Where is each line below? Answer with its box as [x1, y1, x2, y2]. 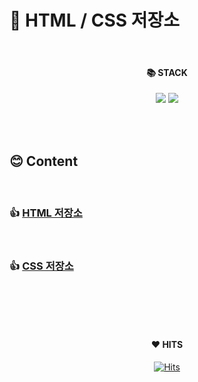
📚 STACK [146, 66, 188, 78]
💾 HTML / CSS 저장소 [9, 9, 180, 32]
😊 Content [9, 152, 79, 170]
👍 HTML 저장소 [9, 206, 83, 220]
